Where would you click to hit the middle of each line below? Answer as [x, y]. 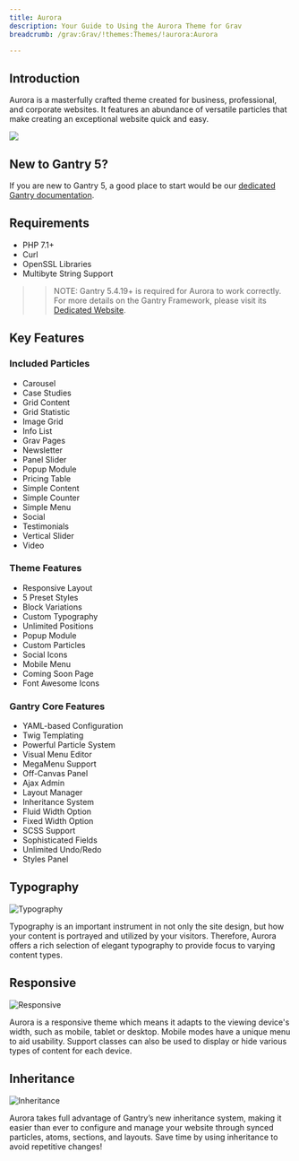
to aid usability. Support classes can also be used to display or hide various [148, 1041]
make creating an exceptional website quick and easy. [109, 119]
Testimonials [46, 526]
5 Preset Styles [50, 597]
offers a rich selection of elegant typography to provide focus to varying [142, 945]
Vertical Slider [48, 535]
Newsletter [43, 450]
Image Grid [43, 421]
